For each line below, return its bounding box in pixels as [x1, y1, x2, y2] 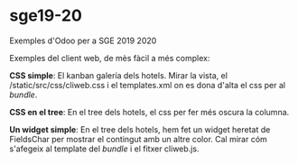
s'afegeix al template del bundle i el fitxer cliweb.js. [9, 143, 200, 154]
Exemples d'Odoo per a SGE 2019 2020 [9, 35, 157, 46]
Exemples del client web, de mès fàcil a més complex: [9, 52, 210, 63]
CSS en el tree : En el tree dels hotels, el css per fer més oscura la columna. [9, 106, 290, 117]
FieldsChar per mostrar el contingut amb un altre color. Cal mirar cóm [9, 133, 268, 144]
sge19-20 [9, 5, 83, 26]
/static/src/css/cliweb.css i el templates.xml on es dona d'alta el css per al [9, 79, 286, 90]
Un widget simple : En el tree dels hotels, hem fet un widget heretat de [9, 123, 271, 135]
